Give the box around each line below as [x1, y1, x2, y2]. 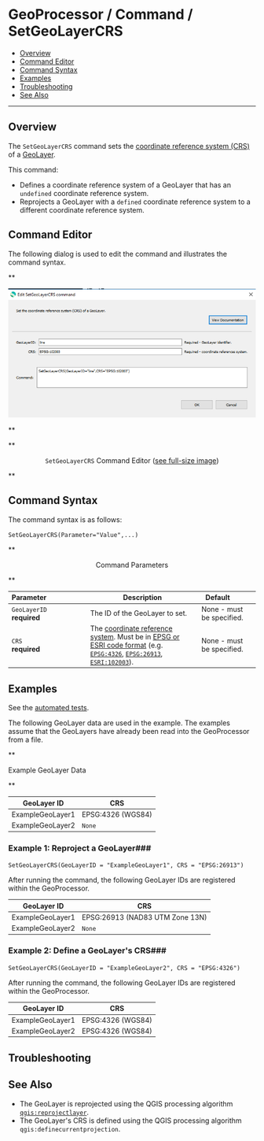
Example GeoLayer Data [8, 765, 86, 775]
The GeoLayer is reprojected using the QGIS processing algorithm [19, 1098, 233, 1108]
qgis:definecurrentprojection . [19, 1124, 121, 1133]
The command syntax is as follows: [8, 514, 123, 524]
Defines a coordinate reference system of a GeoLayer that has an [19, 180, 232, 190]
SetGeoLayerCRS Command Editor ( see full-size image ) [45, 456, 219, 465]
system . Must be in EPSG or [90, 632, 180, 641]
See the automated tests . [8, 703, 90, 713]
